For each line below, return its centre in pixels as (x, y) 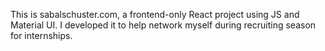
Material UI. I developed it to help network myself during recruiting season (163, 25)
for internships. (41, 35)
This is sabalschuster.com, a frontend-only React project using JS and (155, 14)
